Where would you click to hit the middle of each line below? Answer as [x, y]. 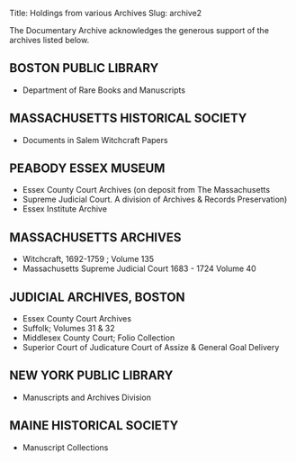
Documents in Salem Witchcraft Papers [95, 140]
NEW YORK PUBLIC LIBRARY [91, 376]
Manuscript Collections [65, 447]
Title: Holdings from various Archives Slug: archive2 [106, 13]
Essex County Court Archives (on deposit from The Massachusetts [146, 190]
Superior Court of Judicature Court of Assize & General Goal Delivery [151, 348]
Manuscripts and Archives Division [86, 397]
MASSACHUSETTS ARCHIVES [95, 237]
